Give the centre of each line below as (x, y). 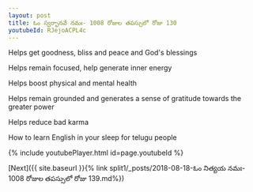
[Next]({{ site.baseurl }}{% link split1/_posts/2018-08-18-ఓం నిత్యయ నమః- (127, 168)
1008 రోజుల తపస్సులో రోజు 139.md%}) (66, 179)
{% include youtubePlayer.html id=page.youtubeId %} (96, 153)
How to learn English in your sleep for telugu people (93, 137)
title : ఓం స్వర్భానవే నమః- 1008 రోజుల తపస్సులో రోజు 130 (93, 23)
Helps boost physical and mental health (72, 83)
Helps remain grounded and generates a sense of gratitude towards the (125, 99)
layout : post (30, 15)
